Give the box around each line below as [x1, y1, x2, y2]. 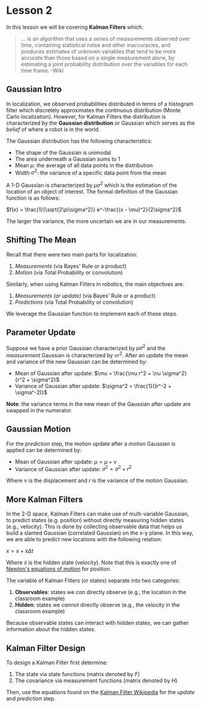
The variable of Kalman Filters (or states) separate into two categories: [6, 577, 181, 585]
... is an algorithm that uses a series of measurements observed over [20, 35, 190, 42]
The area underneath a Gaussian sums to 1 [14, 155, 121, 162]
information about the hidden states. [6, 626, 96, 633]
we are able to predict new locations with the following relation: [6, 536, 163, 543]
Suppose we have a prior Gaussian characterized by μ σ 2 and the [6, 343, 166, 351]
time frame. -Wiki [20, 67, 64, 74]
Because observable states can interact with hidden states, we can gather [6, 619, 189, 626]
